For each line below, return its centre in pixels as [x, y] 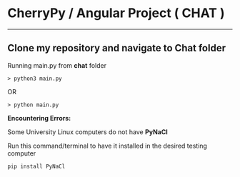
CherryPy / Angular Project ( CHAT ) [116, 13]
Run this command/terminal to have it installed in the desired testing [107, 146]
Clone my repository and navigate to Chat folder [117, 48]
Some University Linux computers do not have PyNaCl [87, 132]
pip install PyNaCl [36, 166]
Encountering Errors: [39, 118]
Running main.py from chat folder [57, 65]
